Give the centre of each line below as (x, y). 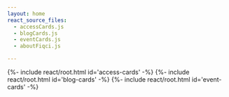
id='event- (207, 80)
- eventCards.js (37, 40)
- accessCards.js (39, 27)
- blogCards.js (36, 33)
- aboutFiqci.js (37, 46)
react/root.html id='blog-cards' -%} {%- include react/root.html (99, 80)
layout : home (26, 14)
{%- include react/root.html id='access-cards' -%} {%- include (98, 72)
